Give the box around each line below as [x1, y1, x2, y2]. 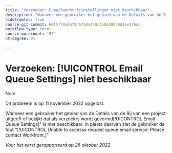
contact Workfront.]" [5, 132, 49, 138]
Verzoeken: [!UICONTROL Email [5, 62, 143, 74]
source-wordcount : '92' [5, 31, 56, 36]
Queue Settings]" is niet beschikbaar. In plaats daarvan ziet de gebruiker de [5, 121, 165, 127]
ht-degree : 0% [5, 36, 36, 41]
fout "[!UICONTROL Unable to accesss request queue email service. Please [5, 126, 165, 133]
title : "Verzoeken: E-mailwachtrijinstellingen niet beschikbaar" [5, 7, 150, 13]
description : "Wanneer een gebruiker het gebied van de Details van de [5, 12, 161, 17]
